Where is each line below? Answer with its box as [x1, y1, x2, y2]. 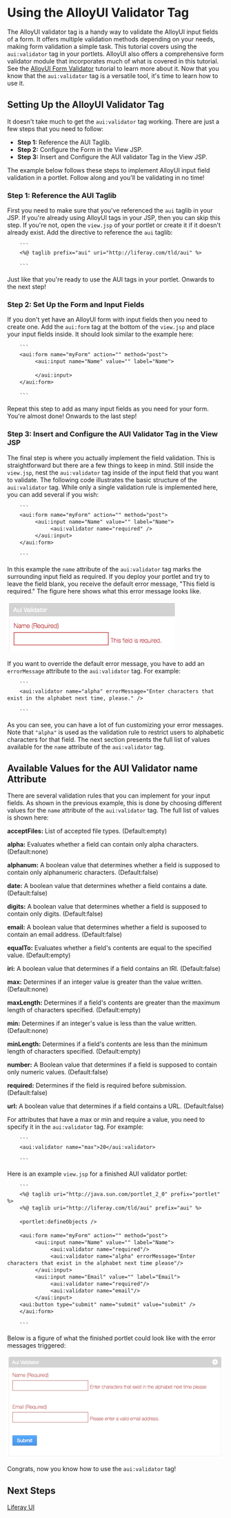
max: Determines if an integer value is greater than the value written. [7, 978, 203, 986]
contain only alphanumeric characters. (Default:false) [7, 868, 159, 877]
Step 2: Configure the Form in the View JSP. [17, 145, 143, 153]
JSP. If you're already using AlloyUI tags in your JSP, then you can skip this [7, 214, 221, 222]
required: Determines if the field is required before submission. [7, 1081, 187, 1090]
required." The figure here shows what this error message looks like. [7, 586, 201, 595]
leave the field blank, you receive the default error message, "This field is [7, 580, 215, 588]
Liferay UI [7, 1503, 35, 1512]
